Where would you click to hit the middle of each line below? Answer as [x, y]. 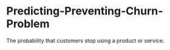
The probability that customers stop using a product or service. [86, 40]
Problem [28, 24]
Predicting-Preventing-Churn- [85, 11]
